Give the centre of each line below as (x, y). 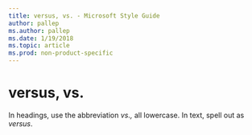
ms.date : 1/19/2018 (41, 38)
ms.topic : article (39, 46)
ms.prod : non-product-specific (61, 53)
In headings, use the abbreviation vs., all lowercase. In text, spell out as (126, 115)
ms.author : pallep (39, 31)
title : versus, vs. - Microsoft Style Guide (84, 16)
